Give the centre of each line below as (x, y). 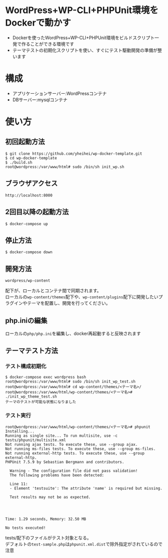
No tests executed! (26, 528)
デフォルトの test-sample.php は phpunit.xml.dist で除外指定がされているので (84, 544)
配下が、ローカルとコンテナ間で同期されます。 (53, 291)
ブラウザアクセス (31, 183)
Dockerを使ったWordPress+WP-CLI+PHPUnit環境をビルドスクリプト (83, 38)
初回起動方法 (25, 142)
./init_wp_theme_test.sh (31, 397)
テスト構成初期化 (26, 366)
